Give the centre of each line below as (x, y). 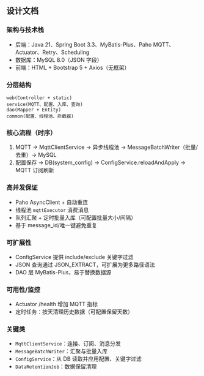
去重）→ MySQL (36, 155)
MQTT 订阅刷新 (35, 170)
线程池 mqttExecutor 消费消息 (52, 209)
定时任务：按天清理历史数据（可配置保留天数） (74, 312)
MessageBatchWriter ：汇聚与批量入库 (61, 352)
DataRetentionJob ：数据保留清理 (56, 367)
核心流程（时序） (31, 132)
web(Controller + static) (39, 98)
